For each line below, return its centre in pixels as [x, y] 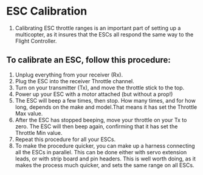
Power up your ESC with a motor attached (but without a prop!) [94, 94]
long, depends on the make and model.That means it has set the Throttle [106, 107]
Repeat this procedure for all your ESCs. [65, 139]
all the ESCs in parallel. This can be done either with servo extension [101, 152]
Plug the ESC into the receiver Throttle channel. [75, 81]
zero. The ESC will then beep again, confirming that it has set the [96, 126]
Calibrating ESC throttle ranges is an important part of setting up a [98, 28]
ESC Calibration [47, 11]
